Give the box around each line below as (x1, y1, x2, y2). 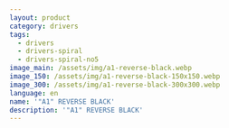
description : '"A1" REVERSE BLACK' (9, 105, 144, 114)
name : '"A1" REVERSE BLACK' (9, 96, 116, 106)
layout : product (9, 13, 71, 23)
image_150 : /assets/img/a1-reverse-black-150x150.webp (9, 72, 221, 81)
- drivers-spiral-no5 (17, 55, 100, 64)
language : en (9, 88, 59, 97)
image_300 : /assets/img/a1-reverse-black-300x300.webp (9, 80, 221, 89)
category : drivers (9, 22, 79, 31)
